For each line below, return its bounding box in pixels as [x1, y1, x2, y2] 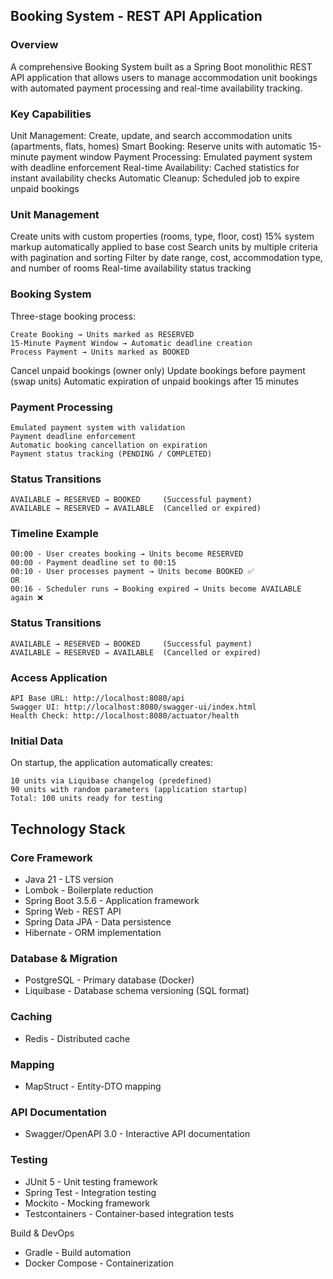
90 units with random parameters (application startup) [10, 785, 248, 795]
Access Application [10, 670, 108, 684]
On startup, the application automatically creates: [10, 757, 213, 769]
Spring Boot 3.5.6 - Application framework [24, 895, 200, 907]
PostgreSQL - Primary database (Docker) [24, 974, 195, 986]
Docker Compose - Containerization [24, 1257, 175, 1269]
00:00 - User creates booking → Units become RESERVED [10, 549, 244, 559]
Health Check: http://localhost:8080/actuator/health [10, 711, 240, 721]
